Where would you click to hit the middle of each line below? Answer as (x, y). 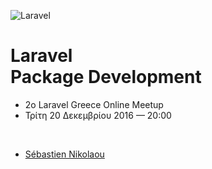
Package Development (106, 77)
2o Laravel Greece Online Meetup (94, 104)
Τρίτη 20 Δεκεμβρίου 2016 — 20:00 (98, 115)
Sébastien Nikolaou (64, 154)
